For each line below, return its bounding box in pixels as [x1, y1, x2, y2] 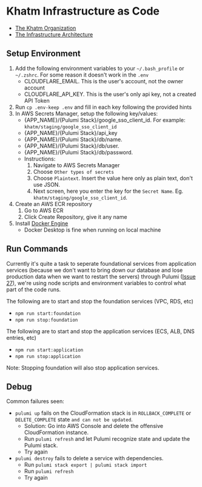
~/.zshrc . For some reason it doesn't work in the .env [15, 71, 149, 78]
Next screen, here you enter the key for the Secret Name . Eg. [33, 187, 184, 195]
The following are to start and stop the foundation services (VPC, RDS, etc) [6, 297, 194, 305]
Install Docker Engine [15, 219, 69, 227]
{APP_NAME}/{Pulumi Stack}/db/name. [24, 136, 123, 143]
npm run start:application [15, 347, 84, 353]
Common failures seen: [6, 398, 65, 405]
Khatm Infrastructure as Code [6, 4, 160, 18]
